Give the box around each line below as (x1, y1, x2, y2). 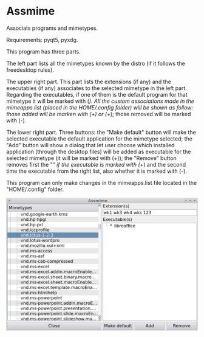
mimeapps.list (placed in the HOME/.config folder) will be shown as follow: (6, 103, 193, 111)
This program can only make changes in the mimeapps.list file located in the (6, 179, 197, 186)
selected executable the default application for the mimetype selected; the (6, 135, 192, 142)
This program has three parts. (6, 47, 81, 55)
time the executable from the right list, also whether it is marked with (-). (6, 167, 187, 175)
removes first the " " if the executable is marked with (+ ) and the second (6, 161, 186, 168)
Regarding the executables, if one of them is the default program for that (6, 91, 188, 98)
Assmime (6, 4, 55, 18)
